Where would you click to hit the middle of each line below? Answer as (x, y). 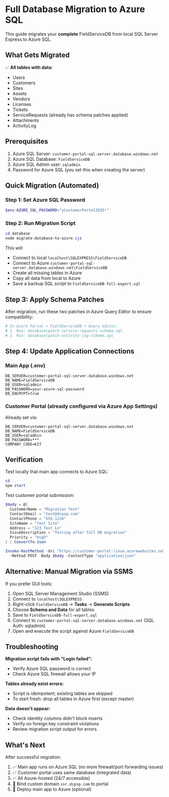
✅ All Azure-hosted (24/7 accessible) (51, 778)
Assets (20, 93)
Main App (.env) (25, 365)
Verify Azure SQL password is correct (52, 668)
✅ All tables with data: (29, 67)
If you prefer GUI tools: (29, 584)
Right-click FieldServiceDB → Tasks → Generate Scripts (71, 604)
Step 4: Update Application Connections (70, 351)
